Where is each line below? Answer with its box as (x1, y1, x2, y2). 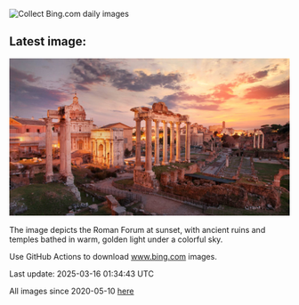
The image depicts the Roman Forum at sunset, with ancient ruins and (9, 225, 266, 236)
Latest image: (9, 34, 87, 49)
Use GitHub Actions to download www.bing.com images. (9, 252, 218, 262)
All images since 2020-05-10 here (9, 285, 134, 297)
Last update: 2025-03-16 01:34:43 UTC (9, 269, 154, 279)
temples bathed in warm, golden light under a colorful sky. (9, 234, 223, 245)
